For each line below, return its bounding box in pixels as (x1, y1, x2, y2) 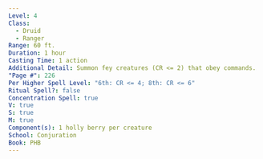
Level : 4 (8, 11, 38, 20)
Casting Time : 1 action (8, 57, 88, 65)
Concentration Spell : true (8, 94, 99, 102)
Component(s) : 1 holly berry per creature (8, 124, 152, 132)
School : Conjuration (8, 131, 78, 139)
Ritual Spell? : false (8, 86, 81, 95)
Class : (8, 19, 30, 27)
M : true (8, 116, 34, 124)
